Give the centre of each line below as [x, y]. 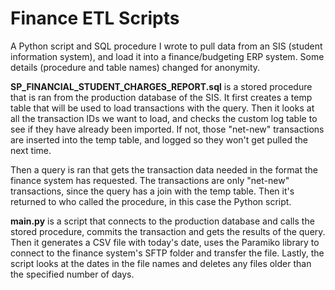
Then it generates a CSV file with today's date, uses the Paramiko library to [165, 242]
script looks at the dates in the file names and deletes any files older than [161, 263]
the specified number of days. [72, 274]
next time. [31, 150]
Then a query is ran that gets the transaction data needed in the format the [164, 169]
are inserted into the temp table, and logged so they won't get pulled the [159, 139]
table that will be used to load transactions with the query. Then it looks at [162, 108]
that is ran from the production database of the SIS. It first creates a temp [161, 97]
